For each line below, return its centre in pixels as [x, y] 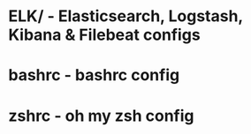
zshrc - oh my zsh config [102, 115]
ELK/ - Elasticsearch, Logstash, [126, 16]
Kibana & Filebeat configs [104, 35]
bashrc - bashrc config [94, 75]
